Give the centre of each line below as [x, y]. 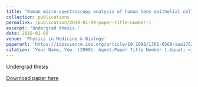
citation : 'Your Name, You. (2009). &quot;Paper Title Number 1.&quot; [96, 50]
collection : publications [38, 17]
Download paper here [32, 78]
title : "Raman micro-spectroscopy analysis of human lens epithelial [93, 11]
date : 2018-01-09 [27, 34]
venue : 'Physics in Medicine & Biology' [57, 39]
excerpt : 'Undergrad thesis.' [43, 28]
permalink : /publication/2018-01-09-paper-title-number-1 [79, 22]
